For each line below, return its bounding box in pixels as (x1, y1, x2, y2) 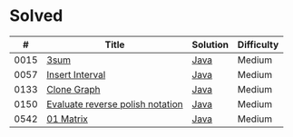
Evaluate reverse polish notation (46, 97, 183, 110)
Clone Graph (46, 83, 101, 95)
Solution (191, 38, 230, 51)
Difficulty (237, 38, 279, 51)
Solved (9, 5, 63, 26)
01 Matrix (46, 113, 89, 125)
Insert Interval (46, 68, 106, 81)
